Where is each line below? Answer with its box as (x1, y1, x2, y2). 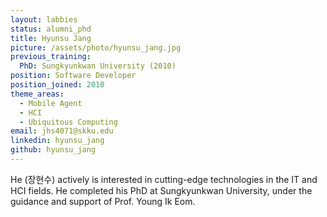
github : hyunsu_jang (10, 145, 97, 155)
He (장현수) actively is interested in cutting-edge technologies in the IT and (10, 173, 318, 185)
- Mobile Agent (19, 98, 83, 108)
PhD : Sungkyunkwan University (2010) (19, 61, 177, 71)
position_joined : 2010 (10, 80, 105, 90)
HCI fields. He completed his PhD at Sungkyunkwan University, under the (10, 184, 313, 196)
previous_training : (10, 52, 92, 62)
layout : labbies (10, 14, 78, 25)
